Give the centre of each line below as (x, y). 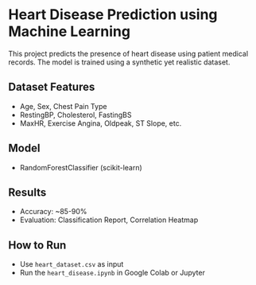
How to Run (37, 245)
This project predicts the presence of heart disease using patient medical (128, 53)
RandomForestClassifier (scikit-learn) (81, 167)
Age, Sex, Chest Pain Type (63, 106)
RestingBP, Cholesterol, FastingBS (76, 115)
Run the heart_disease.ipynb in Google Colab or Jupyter (112, 273)
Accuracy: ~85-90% (53, 212)
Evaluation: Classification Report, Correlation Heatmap (109, 220)
